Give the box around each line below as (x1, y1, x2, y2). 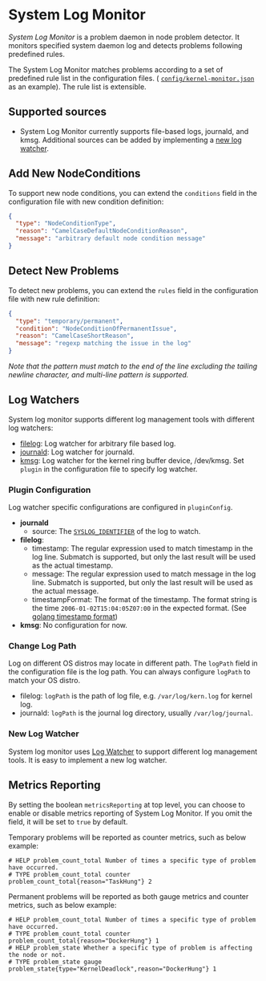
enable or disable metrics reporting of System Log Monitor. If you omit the (8, 808, 252, 818)
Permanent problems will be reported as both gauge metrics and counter (8, 891, 249, 901)
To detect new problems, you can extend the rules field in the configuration (8, 285, 259, 295)
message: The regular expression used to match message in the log (31, 569, 256, 579)
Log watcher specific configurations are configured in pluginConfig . (8, 503, 233, 512)
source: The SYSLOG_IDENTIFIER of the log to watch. (31, 527, 201, 536)
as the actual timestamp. (31, 560, 114, 571)
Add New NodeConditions (8, 167, 141, 181)
